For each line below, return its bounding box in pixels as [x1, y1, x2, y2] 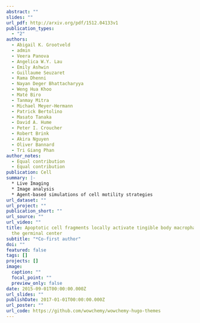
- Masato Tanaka [11, 114, 52, 120]
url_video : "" [6, 219, 42, 225]
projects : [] [6, 258, 39, 264]
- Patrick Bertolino [11, 108, 62, 114]
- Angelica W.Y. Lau [11, 58, 62, 64]
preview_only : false [11, 280, 62, 286]
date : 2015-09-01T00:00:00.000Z [6, 285, 86, 292]
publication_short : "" [6, 208, 62, 215]
